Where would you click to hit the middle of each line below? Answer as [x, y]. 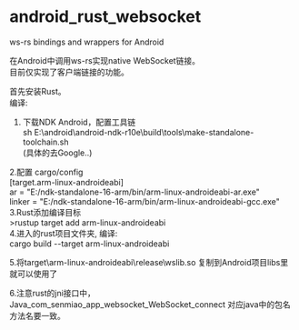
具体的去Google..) [59, 153]
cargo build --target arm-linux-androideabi [90, 244]
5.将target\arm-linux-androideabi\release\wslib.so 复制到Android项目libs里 [149, 262]
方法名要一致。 [37, 315]
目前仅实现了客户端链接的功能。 [69, 72]
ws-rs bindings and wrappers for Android [87, 42]
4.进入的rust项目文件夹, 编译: [64, 233]
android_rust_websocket [105, 17]
